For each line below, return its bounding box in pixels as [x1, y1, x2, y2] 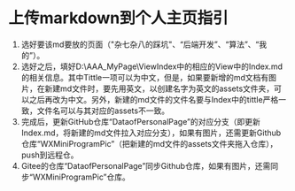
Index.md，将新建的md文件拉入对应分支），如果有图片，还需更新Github [20, 127, 282, 138]
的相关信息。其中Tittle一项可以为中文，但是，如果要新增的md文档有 [20, 72, 269, 82]
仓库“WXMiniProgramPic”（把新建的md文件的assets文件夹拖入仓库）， [20, 138, 278, 149]
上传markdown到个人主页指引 [8, 8, 229, 28]
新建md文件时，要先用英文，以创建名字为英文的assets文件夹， [44, 83, 275, 94]
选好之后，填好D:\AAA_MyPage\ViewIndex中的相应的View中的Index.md [20, 61, 283, 72]
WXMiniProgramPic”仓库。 [32, 172, 130, 182]
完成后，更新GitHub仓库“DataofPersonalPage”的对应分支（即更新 [20, 116, 260, 126]
